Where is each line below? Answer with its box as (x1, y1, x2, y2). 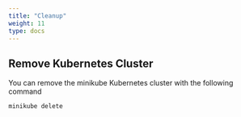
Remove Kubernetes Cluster (8, 56, 154, 70)
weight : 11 (8, 19, 45, 27)
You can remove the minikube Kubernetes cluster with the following (8, 78, 234, 88)
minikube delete (8, 102, 63, 111)
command (8, 86, 42, 97)
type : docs (8, 27, 45, 35)
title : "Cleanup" (8, 11, 67, 20)
